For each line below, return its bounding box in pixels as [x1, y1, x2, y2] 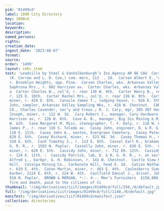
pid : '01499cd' [5, 7, 36, 12]
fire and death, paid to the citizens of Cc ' [9, 180, 119, 185]
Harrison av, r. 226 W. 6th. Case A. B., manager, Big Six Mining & [9, 116, 154, 121]
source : [5, 57, 21, 62]
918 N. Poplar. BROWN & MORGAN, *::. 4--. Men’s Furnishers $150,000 [9, 176, 159, 181]
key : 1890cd [5, 16, 29, 21]
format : [5, 52, 21, 58]
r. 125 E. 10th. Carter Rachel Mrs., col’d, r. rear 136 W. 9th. [9, 94, 147, 98]
